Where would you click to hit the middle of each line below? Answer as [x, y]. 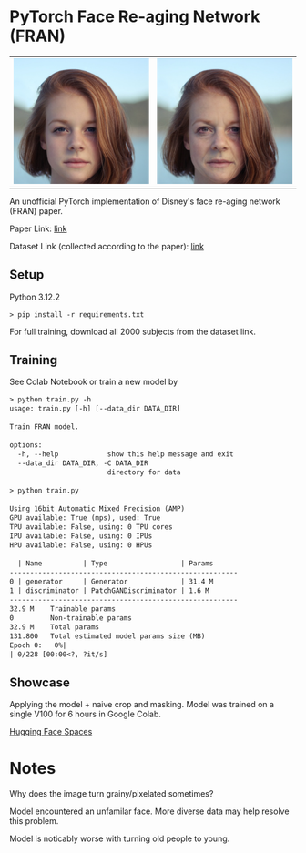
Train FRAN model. [44, 427]
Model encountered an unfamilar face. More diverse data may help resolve [149, 811]
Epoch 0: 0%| [38, 645]
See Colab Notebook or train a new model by [94, 382]
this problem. [34, 821]
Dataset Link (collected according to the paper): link [107, 246]
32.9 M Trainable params [63, 609]
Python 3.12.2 [35, 297]
